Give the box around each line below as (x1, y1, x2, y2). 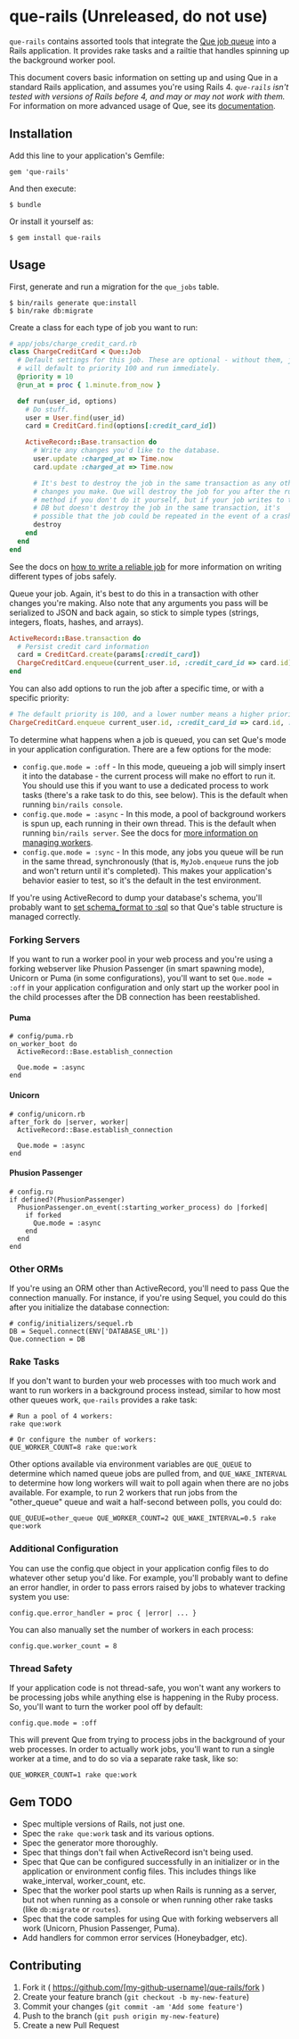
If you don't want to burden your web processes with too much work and (9, 1376, 277, 1386)
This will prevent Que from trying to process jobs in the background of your (9, 1734, 286, 1744)
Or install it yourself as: (9, 216, 93, 227)
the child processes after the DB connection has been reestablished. (9, 992, 261, 1003)
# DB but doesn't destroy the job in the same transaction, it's (32, 504, 280, 512)
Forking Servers (9, 933, 80, 945)
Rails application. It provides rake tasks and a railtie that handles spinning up (9, 45, 290, 55)
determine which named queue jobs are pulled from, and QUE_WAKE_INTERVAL (9, 1469, 287, 1479)
